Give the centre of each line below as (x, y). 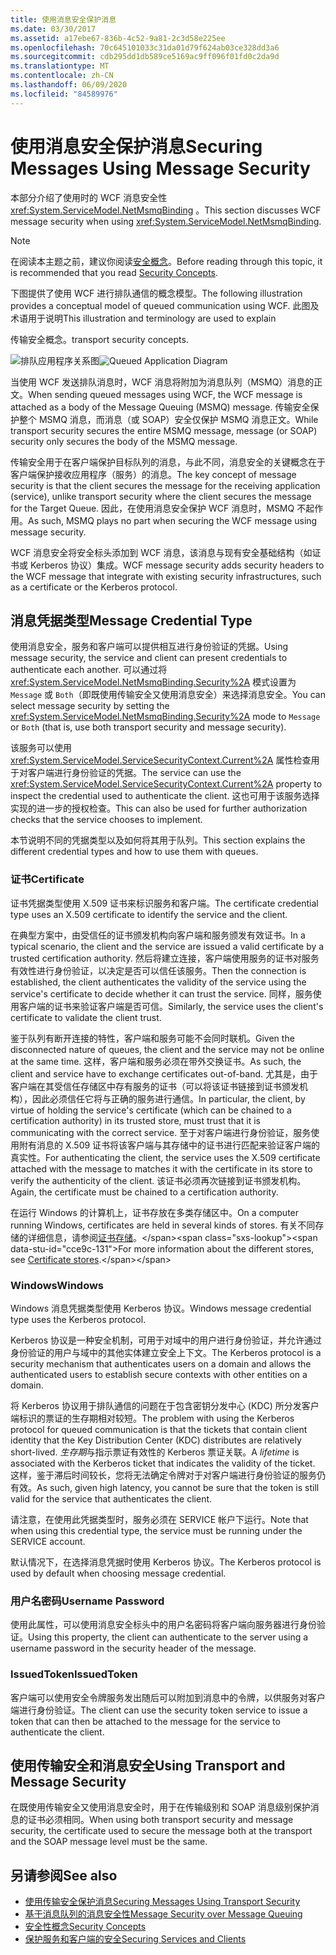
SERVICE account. (48, 1541)
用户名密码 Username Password (87, 1601)
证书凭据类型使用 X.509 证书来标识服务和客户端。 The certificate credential (164, 903)
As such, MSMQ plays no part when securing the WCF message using (173, 520)
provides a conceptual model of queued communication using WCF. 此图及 (165, 305)
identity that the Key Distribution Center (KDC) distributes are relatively (156, 1440)
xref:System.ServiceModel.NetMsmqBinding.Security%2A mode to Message (165, 717)
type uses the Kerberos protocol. (78, 1319)
